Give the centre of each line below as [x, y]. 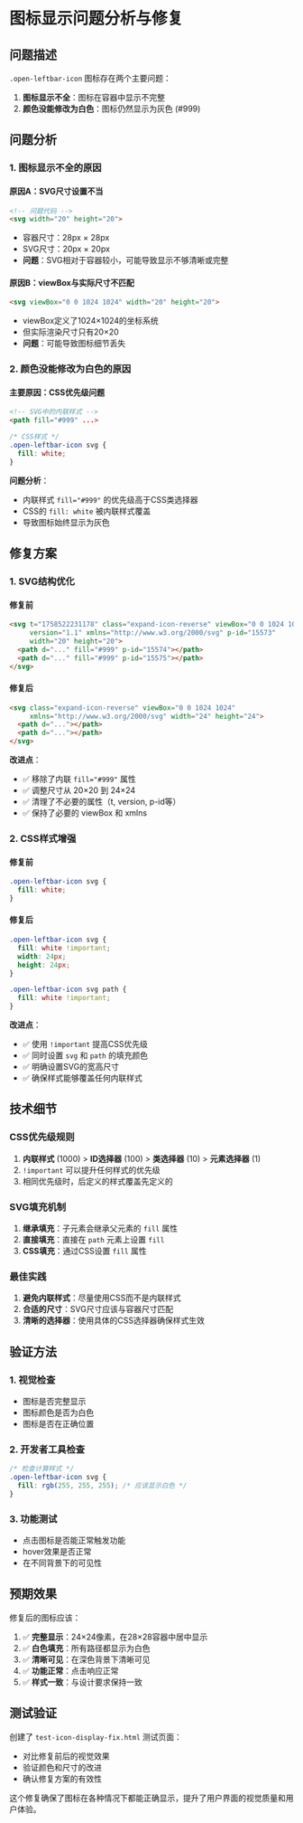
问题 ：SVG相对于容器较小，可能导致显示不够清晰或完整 [125, 260]
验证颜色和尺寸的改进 [62, 1767]
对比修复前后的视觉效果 [66, 1756]
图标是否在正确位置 [58, 1423]
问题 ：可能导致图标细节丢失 [74, 344]
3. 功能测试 [33, 1518]
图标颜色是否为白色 [58, 1412]
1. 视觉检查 [32, 1380]
